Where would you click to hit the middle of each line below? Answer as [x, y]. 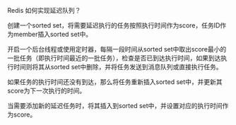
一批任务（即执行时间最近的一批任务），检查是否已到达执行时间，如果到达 [114, 58]
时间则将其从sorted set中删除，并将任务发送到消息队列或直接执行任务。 [118, 67]
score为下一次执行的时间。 [47, 91]
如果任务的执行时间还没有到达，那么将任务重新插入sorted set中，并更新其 [115, 82]
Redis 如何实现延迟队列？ [44, 10]
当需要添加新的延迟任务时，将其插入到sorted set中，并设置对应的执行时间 [115, 106]
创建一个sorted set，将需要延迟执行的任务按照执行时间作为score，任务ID [114, 25]
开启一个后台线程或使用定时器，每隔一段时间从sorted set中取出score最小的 [117, 49]
